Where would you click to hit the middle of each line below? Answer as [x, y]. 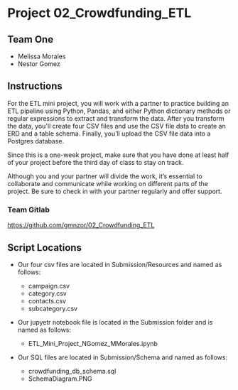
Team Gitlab [28, 210]
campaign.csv [49, 286]
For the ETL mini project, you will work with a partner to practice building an [118, 103]
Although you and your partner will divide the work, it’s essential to [105, 176]
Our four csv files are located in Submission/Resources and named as [120, 264]
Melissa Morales [42, 56]
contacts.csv [47, 300]
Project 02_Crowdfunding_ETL [99, 13]
